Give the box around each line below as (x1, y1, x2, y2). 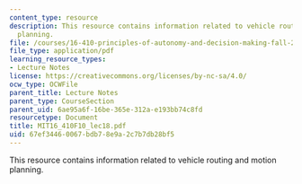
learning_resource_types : (9, 55, 106, 64)
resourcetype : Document (9, 113, 99, 122)
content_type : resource (9, 13, 99, 22)
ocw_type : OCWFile (9, 80, 78, 89)
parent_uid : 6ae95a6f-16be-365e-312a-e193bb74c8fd (9, 105, 203, 114)
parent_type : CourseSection (9, 96, 115, 106)
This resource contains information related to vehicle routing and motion (9, 154, 277, 165)
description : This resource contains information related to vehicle (9, 22, 276, 31)
